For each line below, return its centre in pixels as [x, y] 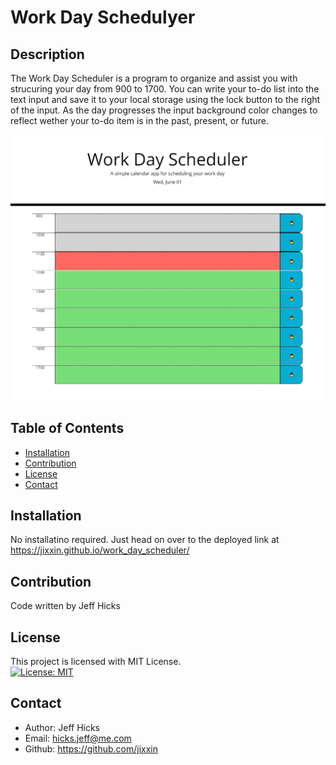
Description [47, 54]
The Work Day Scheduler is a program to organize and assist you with [154, 78]
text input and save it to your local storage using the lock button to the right [165, 99]
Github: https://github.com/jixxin [91, 748]
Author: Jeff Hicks [62, 727]
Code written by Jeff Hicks [65, 606]
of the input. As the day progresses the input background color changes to [164, 110]
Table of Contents [67, 428]
